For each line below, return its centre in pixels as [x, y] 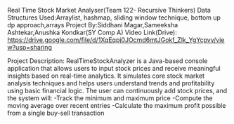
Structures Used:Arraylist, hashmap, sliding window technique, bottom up [114, 18]
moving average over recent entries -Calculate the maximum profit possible [117, 105]
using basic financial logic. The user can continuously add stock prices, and [117, 91]
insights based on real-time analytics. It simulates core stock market [106, 76]
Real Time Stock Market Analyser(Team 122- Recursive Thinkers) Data [109, 10]
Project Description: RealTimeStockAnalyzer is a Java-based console [108, 61]
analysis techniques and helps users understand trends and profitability [111, 83]
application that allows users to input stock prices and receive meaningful [114, 68]
